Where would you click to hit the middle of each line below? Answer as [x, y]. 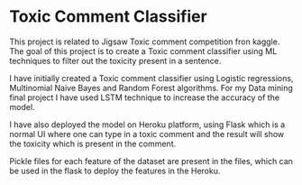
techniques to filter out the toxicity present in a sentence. [115, 60]
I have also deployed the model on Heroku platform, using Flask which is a [147, 125]
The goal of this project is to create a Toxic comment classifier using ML [143, 51]
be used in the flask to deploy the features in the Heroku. [115, 171]
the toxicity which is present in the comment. [93, 143]
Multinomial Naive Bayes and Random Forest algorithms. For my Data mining [151, 88]
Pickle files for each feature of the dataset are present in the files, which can [151, 161]
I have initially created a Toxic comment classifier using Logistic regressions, [151, 78]
